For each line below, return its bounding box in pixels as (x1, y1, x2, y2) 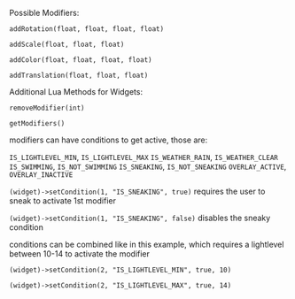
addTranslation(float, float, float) (9, 71, 149, 80)
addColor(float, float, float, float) (9, 56, 152, 65)
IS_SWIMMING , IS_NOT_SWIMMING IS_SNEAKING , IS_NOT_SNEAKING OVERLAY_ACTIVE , (9, 161, 287, 172)
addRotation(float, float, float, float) (9, 25, 165, 34)
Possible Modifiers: (9, 8, 80, 18)
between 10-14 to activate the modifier (9, 249, 151, 259)
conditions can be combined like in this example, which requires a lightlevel (9, 239, 284, 249)
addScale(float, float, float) (9, 40, 125, 49)
